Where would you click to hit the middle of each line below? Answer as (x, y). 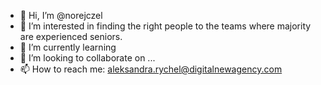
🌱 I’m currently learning (68, 47)
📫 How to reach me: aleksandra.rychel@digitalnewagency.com (151, 69)
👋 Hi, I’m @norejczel (61, 15)
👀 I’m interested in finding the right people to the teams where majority (165, 26)
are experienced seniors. (71, 36)
